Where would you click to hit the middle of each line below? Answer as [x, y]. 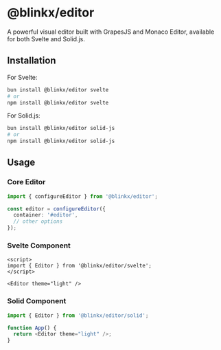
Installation [32, 61]
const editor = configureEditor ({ [57, 209]
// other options [38, 221]
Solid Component [37, 301]
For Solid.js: [24, 116]
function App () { [32, 328]
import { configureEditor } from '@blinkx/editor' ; [82, 196]
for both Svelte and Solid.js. [46, 39]
